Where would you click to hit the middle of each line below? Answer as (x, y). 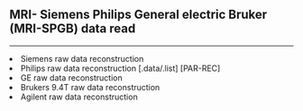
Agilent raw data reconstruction (79, 97)
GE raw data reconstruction (72, 77)
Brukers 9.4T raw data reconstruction (91, 87)
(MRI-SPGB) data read (73, 29)
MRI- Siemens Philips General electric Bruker (138, 15)
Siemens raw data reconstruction (83, 58)
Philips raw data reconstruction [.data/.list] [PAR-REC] (121, 68)
